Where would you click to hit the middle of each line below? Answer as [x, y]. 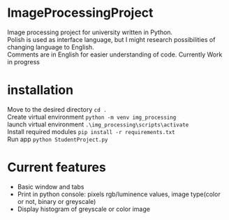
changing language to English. [51, 47]
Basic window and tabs [51, 186]
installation [40, 90]
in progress [24, 61]
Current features [57, 167]
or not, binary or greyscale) [57, 201]
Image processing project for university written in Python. [90, 32]
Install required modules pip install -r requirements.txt [91, 131]
